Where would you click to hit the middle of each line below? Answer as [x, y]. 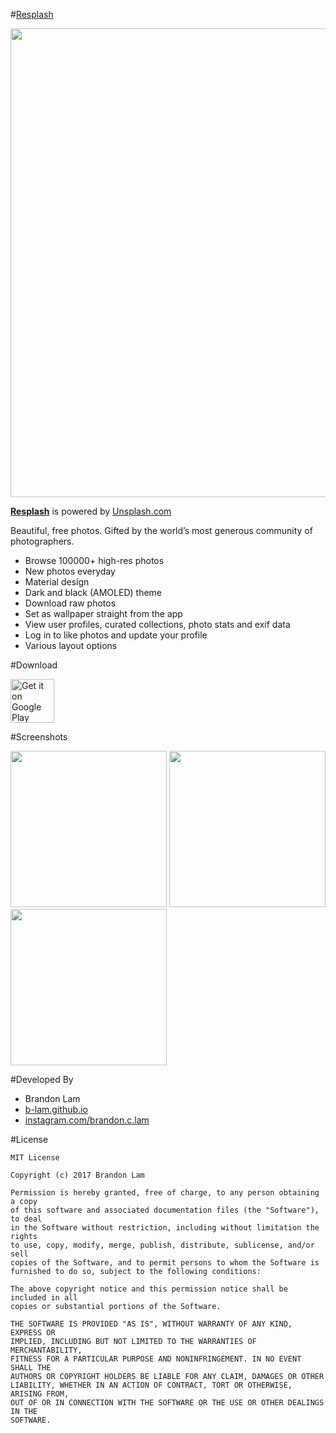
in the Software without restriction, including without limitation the [165, 1228]
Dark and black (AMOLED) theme [93, 592]
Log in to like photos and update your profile [116, 635]
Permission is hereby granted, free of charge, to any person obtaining [165, 1193]
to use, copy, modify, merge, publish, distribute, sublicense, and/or [162, 1245]
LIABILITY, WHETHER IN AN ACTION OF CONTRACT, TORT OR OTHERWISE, [151, 1385]
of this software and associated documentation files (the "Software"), [165, 1210]
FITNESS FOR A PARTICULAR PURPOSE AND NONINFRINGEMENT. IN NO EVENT [156, 1359]
